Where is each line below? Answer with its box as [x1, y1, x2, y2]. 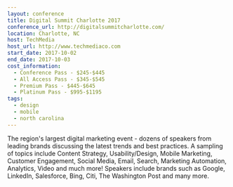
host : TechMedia [7, 37, 55, 44]
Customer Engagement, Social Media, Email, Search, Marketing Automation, [7, 156, 227, 165]
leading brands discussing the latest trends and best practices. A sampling [7, 141, 223, 150]
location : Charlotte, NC [7, 30, 80, 37]
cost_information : [7, 63, 61, 70]
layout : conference [7, 10, 65, 18]
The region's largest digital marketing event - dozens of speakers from [7, 134, 212, 143]
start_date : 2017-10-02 [7, 50, 77, 57]
